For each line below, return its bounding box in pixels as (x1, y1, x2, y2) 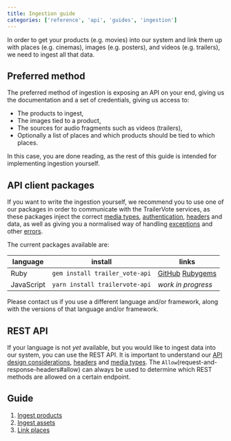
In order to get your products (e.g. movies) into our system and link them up (7, 35, 223, 44)
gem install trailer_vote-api (52, 270, 152, 277)
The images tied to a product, (17, 117, 101, 125)
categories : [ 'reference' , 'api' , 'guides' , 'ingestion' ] (7, 17, 177, 24)
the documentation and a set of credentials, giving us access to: (7, 96, 190, 104)
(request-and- (177, 357, 217, 366)
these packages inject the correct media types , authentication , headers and (7, 212, 223, 221)
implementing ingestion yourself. (7, 160, 100, 168)
